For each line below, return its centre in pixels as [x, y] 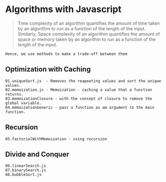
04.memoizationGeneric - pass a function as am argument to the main [80, 107]
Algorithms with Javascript [63, 9]
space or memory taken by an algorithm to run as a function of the [87, 39]
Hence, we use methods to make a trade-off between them [66, 54]
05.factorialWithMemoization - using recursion [56, 139]
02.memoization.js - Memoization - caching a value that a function [79, 90]
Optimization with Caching [48, 69]
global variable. [23, 103]
